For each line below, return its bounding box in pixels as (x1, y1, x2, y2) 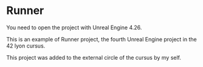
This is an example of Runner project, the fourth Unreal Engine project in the (6, 35, 197, 43)
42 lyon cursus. (6, 42, 46, 49)
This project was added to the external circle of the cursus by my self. (6, 54, 181, 61)
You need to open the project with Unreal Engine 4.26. (6, 24, 142, 31)
